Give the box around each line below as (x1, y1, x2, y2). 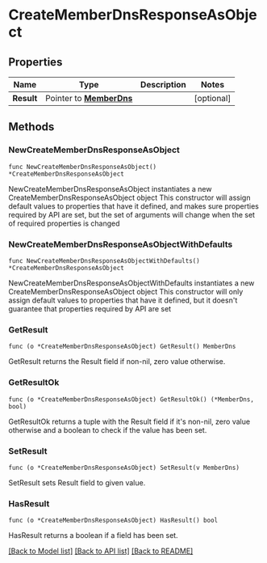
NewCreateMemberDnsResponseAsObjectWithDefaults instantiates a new (8, 277, 255, 288)
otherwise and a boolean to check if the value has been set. (8, 425, 207, 434)
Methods (8, 120, 55, 134)
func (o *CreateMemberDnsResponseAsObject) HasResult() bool (8, 516, 219, 525)
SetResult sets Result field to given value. (8, 477, 146, 487)
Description (140, 79, 187, 90)
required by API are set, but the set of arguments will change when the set (8, 210, 256, 219)
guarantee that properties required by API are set (8, 303, 172, 313)
